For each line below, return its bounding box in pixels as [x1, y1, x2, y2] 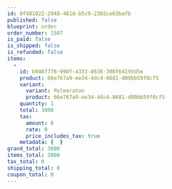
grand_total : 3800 [7, 145, 60, 152]
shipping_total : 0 [7, 164, 60, 172]
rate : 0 [25, 126, 48, 133]
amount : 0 [25, 119, 54, 127]
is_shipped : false [7, 42, 60, 49]
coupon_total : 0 [7, 171, 54, 178]
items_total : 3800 [7, 152, 60, 159]
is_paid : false [7, 36, 51, 43]
